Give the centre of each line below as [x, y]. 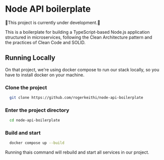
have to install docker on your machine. [45, 75]
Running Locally [30, 58]
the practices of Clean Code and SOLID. [45, 42]
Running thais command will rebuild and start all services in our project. [77, 152]
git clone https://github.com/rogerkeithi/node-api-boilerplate [76, 98]
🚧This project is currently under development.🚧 [53, 23]
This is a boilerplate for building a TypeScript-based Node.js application [78, 32]
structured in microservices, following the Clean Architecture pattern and [79, 37]
